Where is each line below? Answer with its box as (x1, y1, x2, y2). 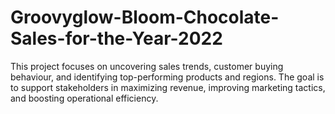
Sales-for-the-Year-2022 (10, 27, 223, 50)
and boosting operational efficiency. (10, 92, 159, 104)
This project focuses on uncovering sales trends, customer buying (10, 60, 284, 72)
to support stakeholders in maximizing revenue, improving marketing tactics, (10, 81, 326, 93)
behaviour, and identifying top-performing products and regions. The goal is (10, 71, 325, 83)
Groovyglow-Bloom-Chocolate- (10, 6, 280, 29)
